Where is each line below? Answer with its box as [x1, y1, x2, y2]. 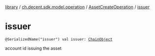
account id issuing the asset [5, 45, 62, 51]
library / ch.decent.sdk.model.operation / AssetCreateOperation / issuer [5, 4, 150, 10]
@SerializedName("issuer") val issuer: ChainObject [5, 37, 112, 42]
